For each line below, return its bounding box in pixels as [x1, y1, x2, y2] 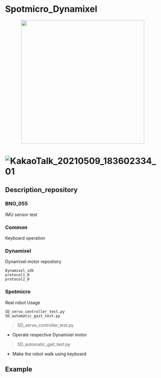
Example [5, 365, 32, 374]
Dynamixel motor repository [5, 258, 62, 265]
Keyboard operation [5, 235, 46, 241]
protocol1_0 [5, 273, 30, 278]
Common [5, 224, 28, 231]
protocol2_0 [5, 277, 30, 282]
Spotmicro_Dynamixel [5, 3, 97, 15]
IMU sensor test [5, 211, 38, 217]
